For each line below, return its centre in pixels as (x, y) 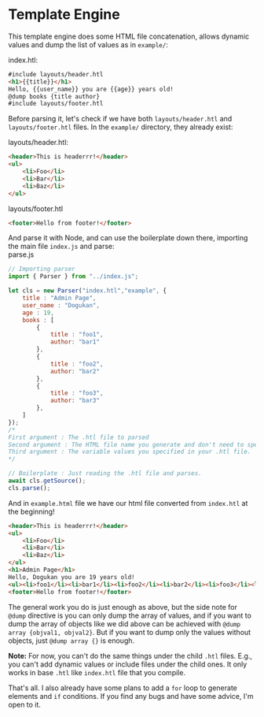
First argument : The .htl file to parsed (79, 437)
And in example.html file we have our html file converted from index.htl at (128, 503)
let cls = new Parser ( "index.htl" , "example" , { (88, 291)
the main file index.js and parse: (62, 247)
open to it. (25, 704)
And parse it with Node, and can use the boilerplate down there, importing (128, 238)
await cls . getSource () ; (47, 481)
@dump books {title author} (54, 96)
